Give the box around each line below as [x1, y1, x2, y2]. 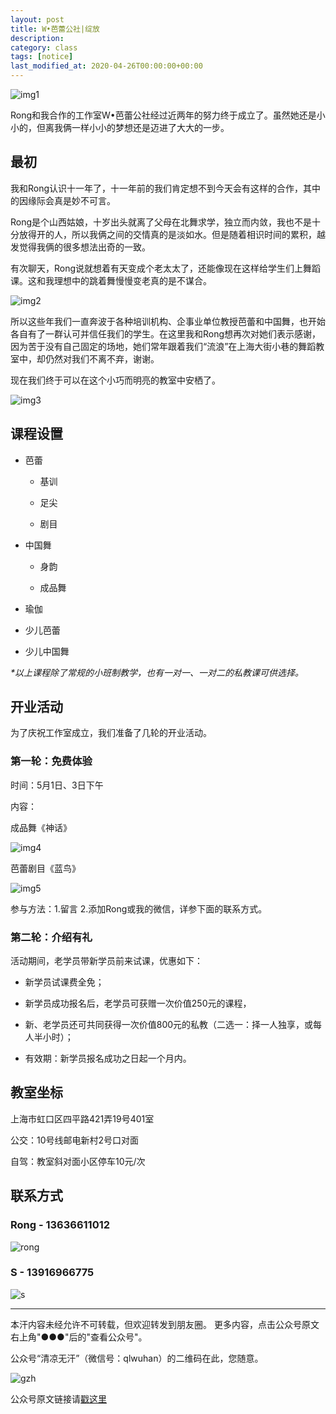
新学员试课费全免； [24, 976, 105, 988]
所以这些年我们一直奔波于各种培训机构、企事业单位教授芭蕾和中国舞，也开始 [10, 315, 326, 327]
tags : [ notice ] [10, 52, 74, 62]
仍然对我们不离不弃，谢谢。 [44, 352, 160, 365]
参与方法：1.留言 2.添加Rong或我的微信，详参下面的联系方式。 [10, 902, 268, 915]
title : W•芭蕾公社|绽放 [10, 24, 100, 34]
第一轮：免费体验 [10, 754, 93, 768]
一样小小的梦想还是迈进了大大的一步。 [71, 122, 230, 133]
